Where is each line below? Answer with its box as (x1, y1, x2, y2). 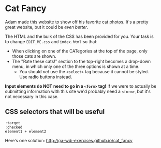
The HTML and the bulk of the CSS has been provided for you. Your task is (5, 33, 154, 39)
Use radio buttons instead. (19, 74, 73, 80)
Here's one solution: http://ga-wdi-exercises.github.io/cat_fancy (5, 137, 133, 143)
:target (5, 120, 21, 125)
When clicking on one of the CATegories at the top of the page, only (12, 48, 147, 54)
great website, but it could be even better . (5, 24, 88, 30)
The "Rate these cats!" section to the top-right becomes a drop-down (12, 58, 151, 64)
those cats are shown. (12, 53, 57, 59)
